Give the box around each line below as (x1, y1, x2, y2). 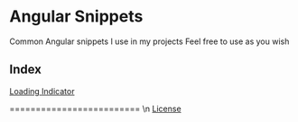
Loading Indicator (9, 85, 75, 96)
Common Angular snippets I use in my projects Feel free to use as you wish (9, 36, 290, 47)
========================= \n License (9, 103, 182, 114)
